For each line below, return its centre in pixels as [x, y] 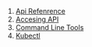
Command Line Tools [50, 27]
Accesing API [37, 19]
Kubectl [28, 35]
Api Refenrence [41, 11]
